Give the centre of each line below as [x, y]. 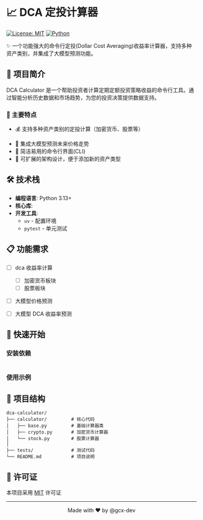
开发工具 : [26, 213]
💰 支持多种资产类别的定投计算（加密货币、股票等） [79, 129]
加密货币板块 [40, 280]
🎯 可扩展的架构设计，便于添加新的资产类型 [68, 159]
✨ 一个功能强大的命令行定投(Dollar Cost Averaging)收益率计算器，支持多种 [99, 45]
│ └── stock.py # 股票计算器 [53, 439]
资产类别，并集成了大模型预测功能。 [51, 53]
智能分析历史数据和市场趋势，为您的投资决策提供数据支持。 [85, 97]
